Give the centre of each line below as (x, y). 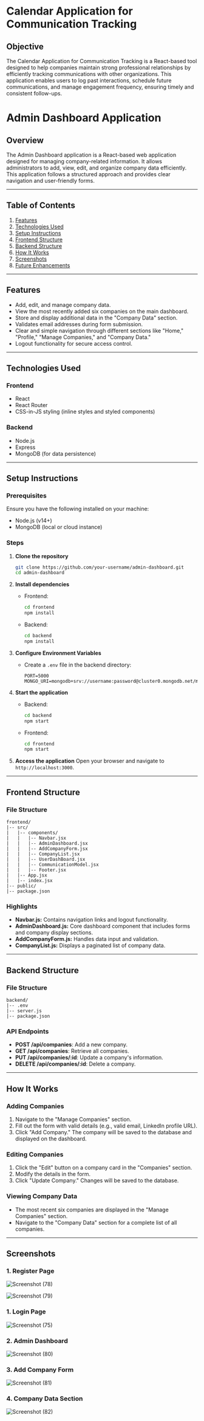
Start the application (42, 692)
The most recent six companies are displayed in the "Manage (92, 1210)
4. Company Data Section (45, 1399)
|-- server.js (24, 1011)
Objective (25, 46)
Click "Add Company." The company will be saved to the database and (104, 1132)
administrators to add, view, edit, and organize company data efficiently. (97, 168)
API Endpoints (28, 1031)
